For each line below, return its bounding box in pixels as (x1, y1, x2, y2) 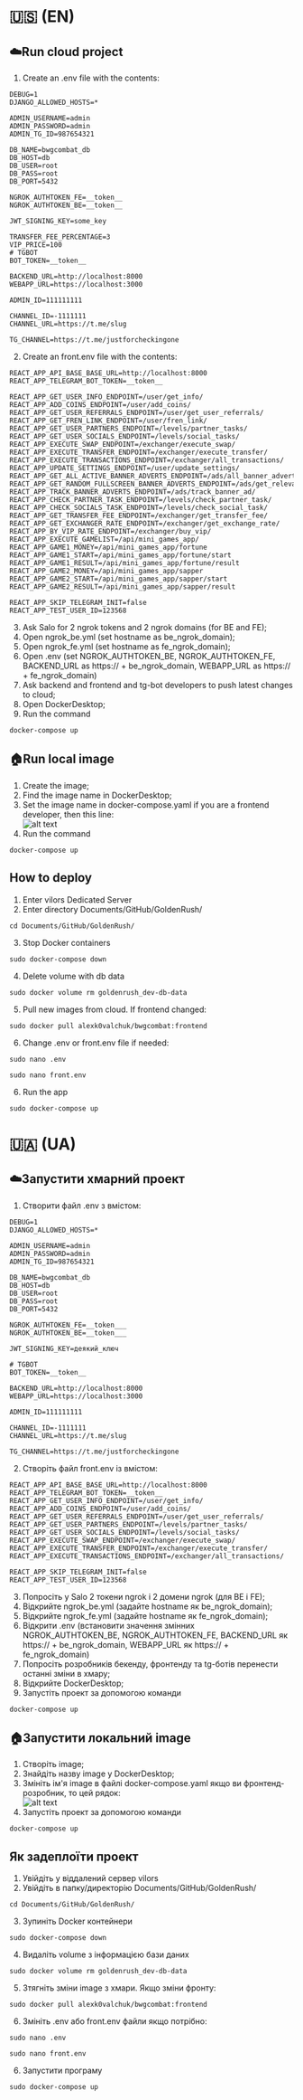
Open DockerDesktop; (22, 699, 106, 709)
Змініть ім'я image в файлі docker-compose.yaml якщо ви (22, 1778, 242, 1789)
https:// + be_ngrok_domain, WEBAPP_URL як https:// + (22, 1639, 230, 1650)
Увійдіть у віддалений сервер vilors (22, 1873, 160, 1884)
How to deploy (9, 870, 93, 885)
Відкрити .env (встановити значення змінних (22, 1620, 196, 1631)
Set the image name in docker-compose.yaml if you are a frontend (22, 799, 270, 810)
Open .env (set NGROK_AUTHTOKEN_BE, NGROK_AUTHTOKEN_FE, (22, 651, 276, 661)
